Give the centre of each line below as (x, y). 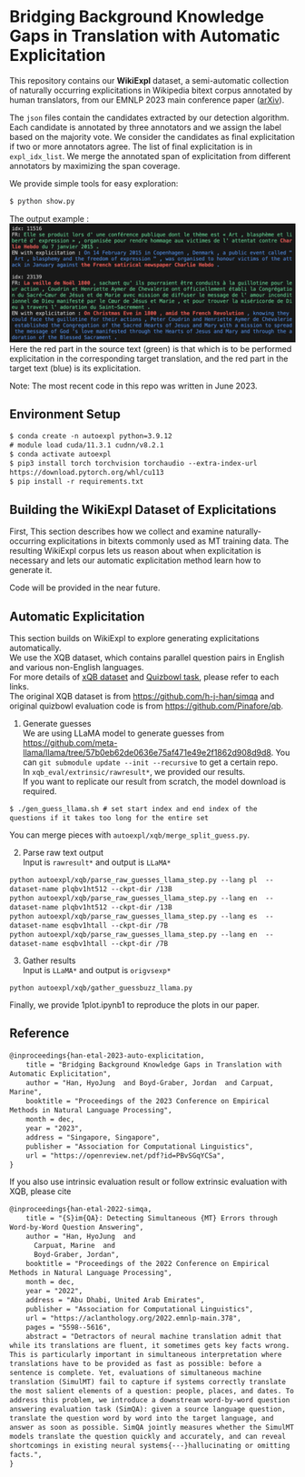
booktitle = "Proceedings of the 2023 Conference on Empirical (148, 1101)
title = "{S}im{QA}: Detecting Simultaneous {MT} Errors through (152, 1218)
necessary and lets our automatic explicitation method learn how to (135, 560)
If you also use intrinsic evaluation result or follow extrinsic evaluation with (148, 1181)
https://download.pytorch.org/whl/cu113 (87, 473)
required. (39, 791)
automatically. (35, 648)
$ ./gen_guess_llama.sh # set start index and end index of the (133, 809)
